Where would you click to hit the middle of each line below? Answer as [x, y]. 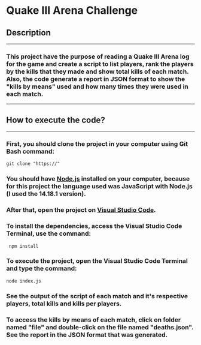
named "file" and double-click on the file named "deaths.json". [100, 327]
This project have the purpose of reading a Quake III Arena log [98, 56]
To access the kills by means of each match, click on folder [94, 320]
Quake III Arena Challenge [72, 10]
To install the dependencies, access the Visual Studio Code [94, 226]
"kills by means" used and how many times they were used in [97, 86]
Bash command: [31, 152]
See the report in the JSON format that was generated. [87, 335]
